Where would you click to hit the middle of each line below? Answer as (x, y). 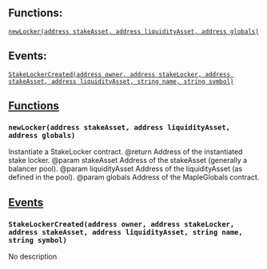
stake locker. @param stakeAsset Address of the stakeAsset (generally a (128, 160)
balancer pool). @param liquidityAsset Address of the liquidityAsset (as (126, 169)
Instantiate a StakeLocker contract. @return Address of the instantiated (126, 152)
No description (33, 256)
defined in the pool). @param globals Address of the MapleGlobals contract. (134, 177)
